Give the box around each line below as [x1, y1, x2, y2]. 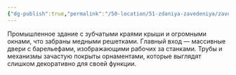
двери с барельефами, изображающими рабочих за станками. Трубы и [7, 44, 223, 53]
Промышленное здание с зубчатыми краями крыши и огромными [7, 29, 207, 38]
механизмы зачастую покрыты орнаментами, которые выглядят [7, 52, 202, 60]
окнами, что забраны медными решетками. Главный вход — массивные [7, 36, 226, 46]
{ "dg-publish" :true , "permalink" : [7, 10, 105, 18]
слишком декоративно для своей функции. [7, 59, 137, 67]
